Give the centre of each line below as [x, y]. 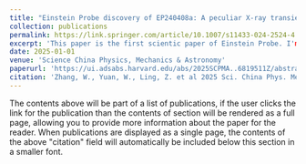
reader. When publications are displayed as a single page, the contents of [148, 132]
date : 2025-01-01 [42, 52]
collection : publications [58, 26]
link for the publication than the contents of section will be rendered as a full [152, 113]
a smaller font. [36, 151]
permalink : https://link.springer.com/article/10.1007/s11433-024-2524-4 [153, 35]
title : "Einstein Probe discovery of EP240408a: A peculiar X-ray [138, 18]
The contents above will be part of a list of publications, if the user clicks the [153, 103]
